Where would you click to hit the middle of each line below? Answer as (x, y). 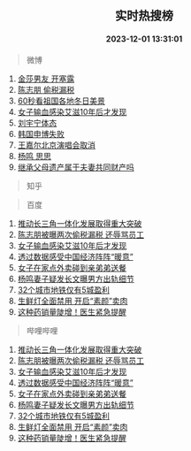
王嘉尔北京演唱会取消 (56, 145)
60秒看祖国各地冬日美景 (61, 101)
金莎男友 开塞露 (46, 79)
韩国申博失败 (41, 134)
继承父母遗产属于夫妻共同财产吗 (76, 167)
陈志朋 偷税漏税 (46, 89)
